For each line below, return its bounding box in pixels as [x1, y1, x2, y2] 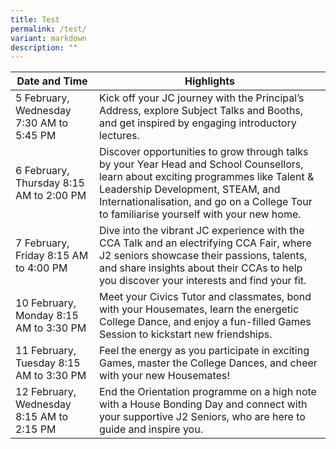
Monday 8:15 [15, 309, 79, 323]
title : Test [10, 14, 60, 25]
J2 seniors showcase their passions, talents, [98, 249, 308, 263]
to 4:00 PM [15, 261, 68, 275]
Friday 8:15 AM [15, 249, 89, 263]
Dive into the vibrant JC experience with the [98, 224, 305, 238]
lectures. [98, 129, 140, 143]
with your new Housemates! [98, 369, 231, 383]
